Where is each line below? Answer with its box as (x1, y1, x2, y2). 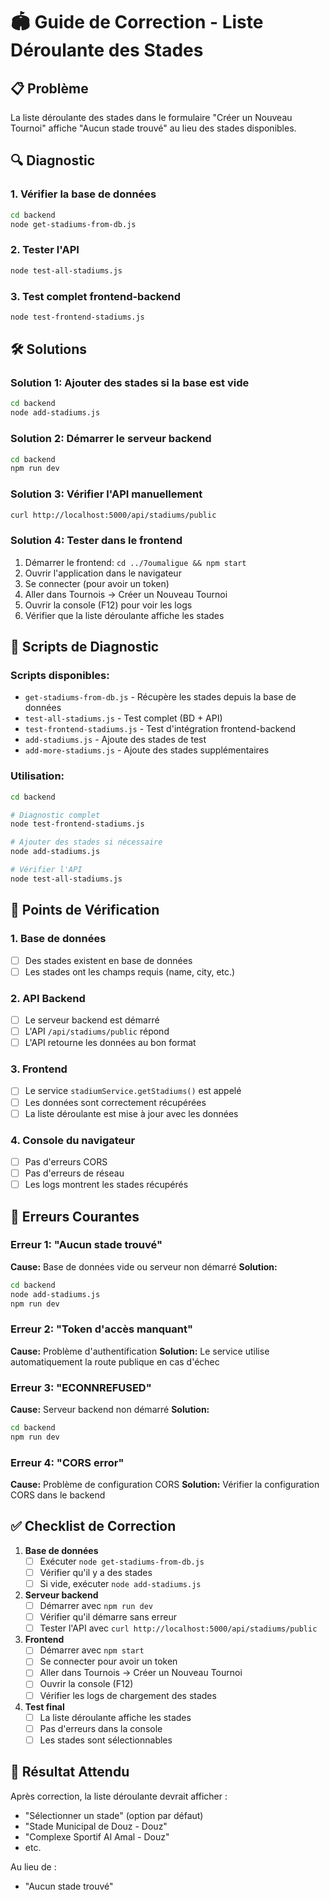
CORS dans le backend (10, 1489, 106, 1501)
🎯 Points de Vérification (10, 902, 160, 919)
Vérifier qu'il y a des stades (39, 1566, 153, 1578)
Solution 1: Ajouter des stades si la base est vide (10, 376, 250, 390)
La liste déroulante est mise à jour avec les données (24, 1107, 239, 1119)
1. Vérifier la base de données (10, 187, 157, 201)
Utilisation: (10, 769, 65, 783)
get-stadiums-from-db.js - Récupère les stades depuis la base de (24, 691, 297, 703)
